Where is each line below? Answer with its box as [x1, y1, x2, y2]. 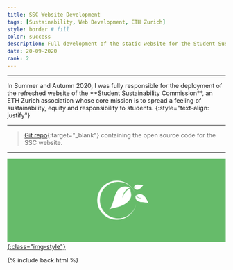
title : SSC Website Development [7, 11, 101, 18]
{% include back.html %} [7, 256, 79, 264]
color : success [7, 33, 51, 40]
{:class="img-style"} [7, 243, 66, 251]
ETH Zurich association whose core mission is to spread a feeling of [7, 96, 202, 104]
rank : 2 [7, 56, 30, 62]
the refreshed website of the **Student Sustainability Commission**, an [7, 89, 213, 97]
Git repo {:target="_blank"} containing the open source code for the [24, 130, 216, 139]
